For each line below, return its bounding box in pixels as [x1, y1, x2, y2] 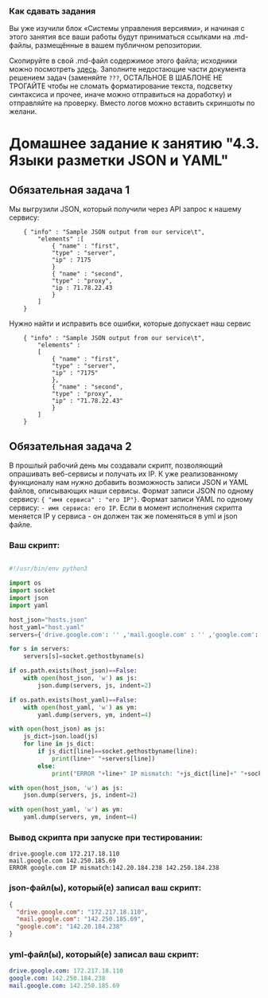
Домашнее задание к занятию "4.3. [9, 135, 259, 153]
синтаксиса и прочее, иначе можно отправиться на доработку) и [9, 90, 232, 100]
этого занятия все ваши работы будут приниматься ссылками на [9, 32, 231, 41]
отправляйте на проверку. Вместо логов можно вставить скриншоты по [9, 98, 255, 108]
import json [9, 594, 49, 602]
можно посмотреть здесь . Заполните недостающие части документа [9, 65, 247, 74]
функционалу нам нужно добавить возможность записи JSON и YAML [9, 478, 249, 487]
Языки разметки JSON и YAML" [9, 151, 229, 170]
